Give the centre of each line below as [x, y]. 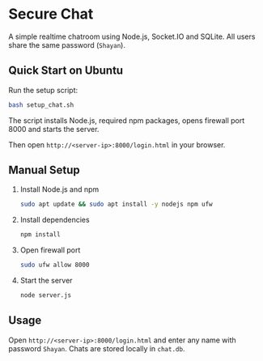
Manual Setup [45, 170]
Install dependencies [55, 220]
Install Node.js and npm [59, 189]
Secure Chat [51, 14]
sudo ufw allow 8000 [55, 265]
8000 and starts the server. [54, 129]
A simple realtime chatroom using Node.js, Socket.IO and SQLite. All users [132, 36]
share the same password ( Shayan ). [67, 45]
